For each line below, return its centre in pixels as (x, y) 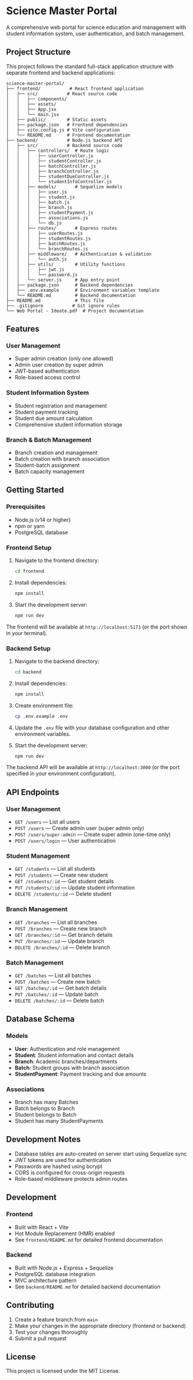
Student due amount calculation (53, 418)
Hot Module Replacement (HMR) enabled (65, 1233)
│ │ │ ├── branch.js (39, 207)
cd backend (28, 672)
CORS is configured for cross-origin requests (70, 1172)
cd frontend (29, 571)
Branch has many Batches (46, 1102)
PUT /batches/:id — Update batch (56, 994)
